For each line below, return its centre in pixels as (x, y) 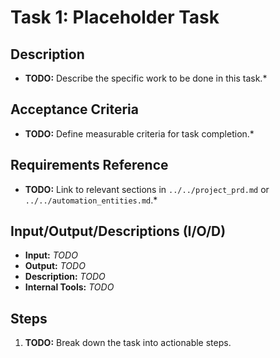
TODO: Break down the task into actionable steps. (128, 343)
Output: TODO (55, 266)
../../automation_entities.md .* (91, 200)
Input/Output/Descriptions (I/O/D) (118, 231)
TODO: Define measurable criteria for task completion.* (139, 133)
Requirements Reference (89, 165)
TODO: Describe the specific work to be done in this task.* (146, 78)
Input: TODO (51, 255)
